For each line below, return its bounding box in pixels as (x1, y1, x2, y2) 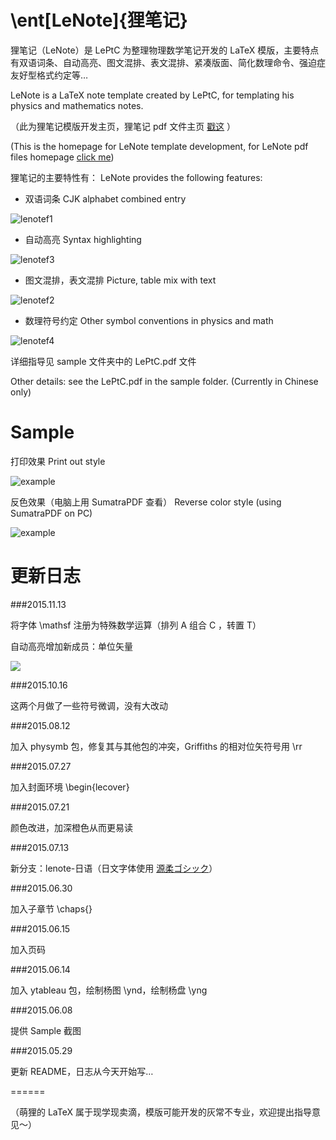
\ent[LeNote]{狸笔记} (10, 9, 188, 32)
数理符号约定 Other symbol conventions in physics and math (24, 314, 274, 326)
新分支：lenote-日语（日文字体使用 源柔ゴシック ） (10, 862, 218, 874)
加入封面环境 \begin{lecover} (10, 781, 130, 793)
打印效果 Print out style (10, 455, 106, 467)
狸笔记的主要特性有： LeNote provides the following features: (10, 171, 263, 183)
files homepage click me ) (10, 151, 115, 163)
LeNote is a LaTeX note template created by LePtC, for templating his (10, 89, 295, 101)
